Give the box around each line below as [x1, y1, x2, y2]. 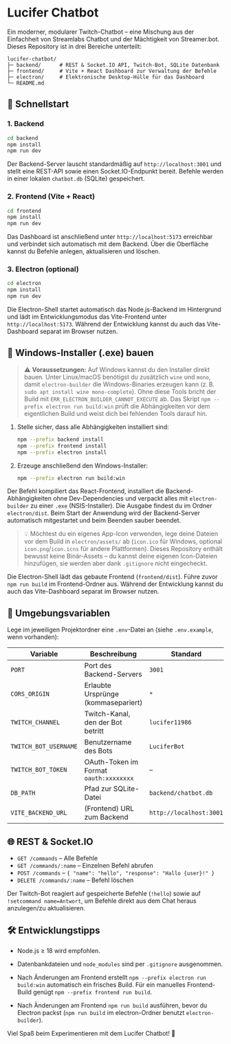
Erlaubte [84, 680, 111, 690]
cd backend [7, 134, 38, 142]
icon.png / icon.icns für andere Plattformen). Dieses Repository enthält [23, 545, 223, 553]
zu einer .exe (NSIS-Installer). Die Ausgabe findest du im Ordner [30, 501, 212, 510]
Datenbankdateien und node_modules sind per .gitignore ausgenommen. [16, 959, 223, 968]
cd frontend [7, 207, 41, 214]
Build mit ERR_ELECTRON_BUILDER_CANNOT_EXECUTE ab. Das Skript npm [23, 395, 211, 403]
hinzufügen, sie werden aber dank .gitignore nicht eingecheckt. [23, 559, 208, 567]
